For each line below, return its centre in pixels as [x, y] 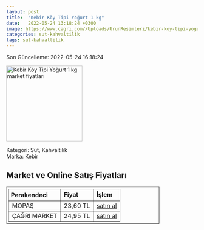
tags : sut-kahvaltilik [35, 40]
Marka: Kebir [22, 156]
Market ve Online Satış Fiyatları [67, 175]
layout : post [23, 12]
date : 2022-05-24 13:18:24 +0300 [51, 23]
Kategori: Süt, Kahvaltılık [37, 150]
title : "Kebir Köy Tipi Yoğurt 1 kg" [55, 18]
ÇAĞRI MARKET [35, 215]
